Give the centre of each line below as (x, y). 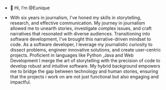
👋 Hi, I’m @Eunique (30, 8)
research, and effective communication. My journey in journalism (77, 23)
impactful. (20, 82)
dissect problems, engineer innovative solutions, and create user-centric (86, 50)
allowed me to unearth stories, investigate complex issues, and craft (81, 28)
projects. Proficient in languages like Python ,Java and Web (72, 55)
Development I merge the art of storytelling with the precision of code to (85, 60)
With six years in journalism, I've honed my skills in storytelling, (75, 17)
